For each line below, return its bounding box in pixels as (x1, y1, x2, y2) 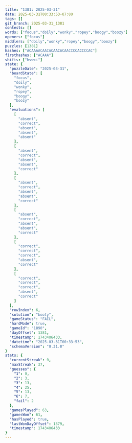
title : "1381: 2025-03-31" (5, 7, 60, 12)
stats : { (5, 353, 23, 358)
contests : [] (5, 25, 32, 30)
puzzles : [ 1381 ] (5, 44, 38, 48)
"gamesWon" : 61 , (9, 412, 43, 417)
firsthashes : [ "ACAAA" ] (5, 52, 54, 58)
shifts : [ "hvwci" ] (5, 57, 43, 62)
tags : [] (5, 16, 23, 21)
